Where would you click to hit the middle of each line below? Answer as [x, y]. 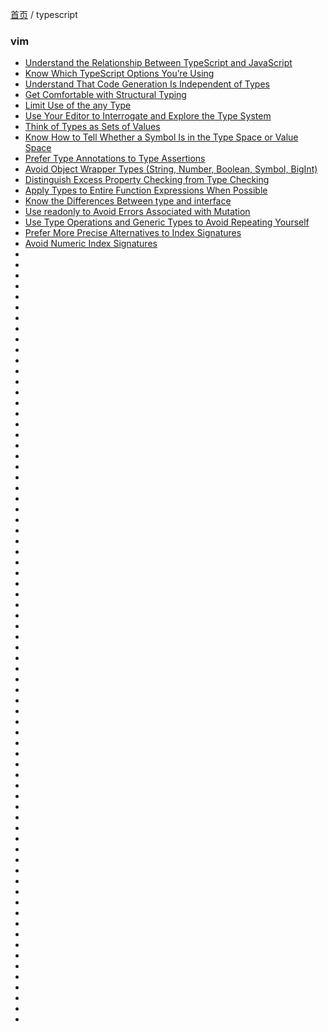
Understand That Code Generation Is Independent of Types [147, 84]
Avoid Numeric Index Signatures [91, 244]
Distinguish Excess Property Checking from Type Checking [147, 180]
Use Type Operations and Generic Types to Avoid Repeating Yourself [167, 222]
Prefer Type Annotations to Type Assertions [115, 159]
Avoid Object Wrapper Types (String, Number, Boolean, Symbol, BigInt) [171, 169]
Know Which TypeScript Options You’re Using [119, 74]
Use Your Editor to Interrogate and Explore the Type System [148, 116]
